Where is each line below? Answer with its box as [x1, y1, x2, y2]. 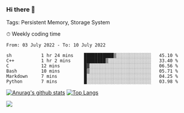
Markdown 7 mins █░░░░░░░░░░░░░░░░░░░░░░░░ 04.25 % [6, 74, 179, 80]
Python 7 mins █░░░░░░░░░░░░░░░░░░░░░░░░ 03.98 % [6, 79, 179, 85]
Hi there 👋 [6, 5, 36, 14]
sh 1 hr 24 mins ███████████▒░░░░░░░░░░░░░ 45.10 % [6, 53, 179, 59]
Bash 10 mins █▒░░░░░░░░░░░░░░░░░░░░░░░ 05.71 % [6, 68, 179, 74]
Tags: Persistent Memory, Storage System [6, 19, 110, 26]
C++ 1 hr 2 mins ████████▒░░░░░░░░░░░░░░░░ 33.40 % [6, 58, 179, 64]
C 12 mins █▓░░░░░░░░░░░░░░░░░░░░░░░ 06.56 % [6, 63, 179, 69]
